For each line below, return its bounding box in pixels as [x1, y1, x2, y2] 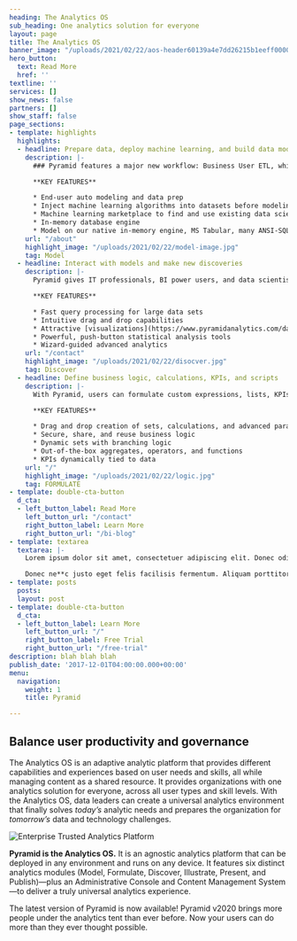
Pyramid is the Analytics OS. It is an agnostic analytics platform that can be [9, 848, 286, 859]
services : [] [9, 87, 57, 96]
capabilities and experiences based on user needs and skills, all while [9, 766, 263, 777]
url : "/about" [25, 234, 77, 244]
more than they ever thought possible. [9, 922, 148, 932]
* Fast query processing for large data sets [32, 307, 203, 316]
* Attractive [32, 324, 81, 333]
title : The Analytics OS [9, 37, 101, 47]
